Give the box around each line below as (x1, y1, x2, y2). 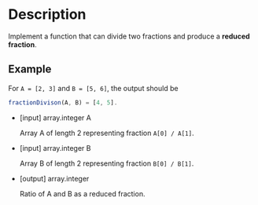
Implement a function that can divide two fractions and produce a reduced (8, 31, 250, 41)
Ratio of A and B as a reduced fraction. (19, 189, 146, 198)
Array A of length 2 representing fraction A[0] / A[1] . (19, 128, 194, 137)
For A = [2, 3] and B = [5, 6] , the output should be (8, 83, 179, 93)
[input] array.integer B (19, 143, 91, 152)
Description (8, 5, 87, 24)
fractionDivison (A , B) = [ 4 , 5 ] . (8, 98, 118, 107)
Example (8, 63, 52, 76)
